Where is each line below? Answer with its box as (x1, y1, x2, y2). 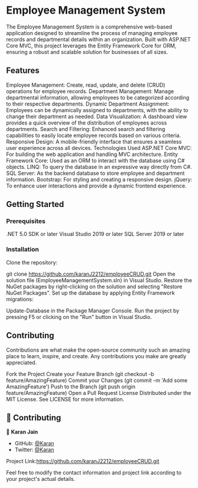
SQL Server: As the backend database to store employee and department (6, 170, 185, 177)
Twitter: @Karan (14, 446, 54, 454)
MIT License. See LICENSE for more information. (6, 395, 125, 403)
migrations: (6, 295, 34, 302)
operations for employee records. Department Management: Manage (6, 87, 174, 95)
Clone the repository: (6, 259, 58, 266)
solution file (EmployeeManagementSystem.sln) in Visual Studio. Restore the (6, 276, 192, 283)
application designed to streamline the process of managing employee (6, 29, 178, 36)
